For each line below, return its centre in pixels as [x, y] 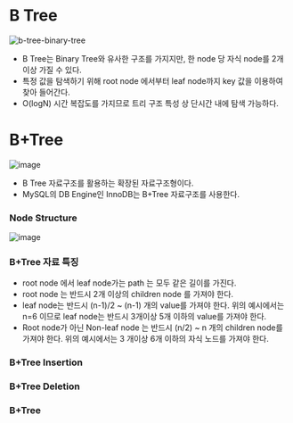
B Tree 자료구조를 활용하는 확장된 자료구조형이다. [108, 183]
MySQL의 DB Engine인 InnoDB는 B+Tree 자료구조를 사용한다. [131, 194]
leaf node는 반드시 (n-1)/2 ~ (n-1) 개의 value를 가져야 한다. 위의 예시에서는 [153, 305]
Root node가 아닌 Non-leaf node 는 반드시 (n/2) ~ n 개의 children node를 [152, 328]
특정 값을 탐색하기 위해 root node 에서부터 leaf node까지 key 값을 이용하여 [152, 80]
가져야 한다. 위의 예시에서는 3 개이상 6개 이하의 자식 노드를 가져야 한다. [146, 339]
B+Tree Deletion [45, 386]
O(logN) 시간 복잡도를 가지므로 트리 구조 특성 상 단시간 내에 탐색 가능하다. [150, 103]
